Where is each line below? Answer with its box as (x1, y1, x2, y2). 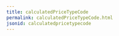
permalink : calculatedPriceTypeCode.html (6, 15, 114, 21)
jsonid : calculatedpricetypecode (6, 20, 92, 26)
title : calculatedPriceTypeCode (6, 9, 88, 15)
